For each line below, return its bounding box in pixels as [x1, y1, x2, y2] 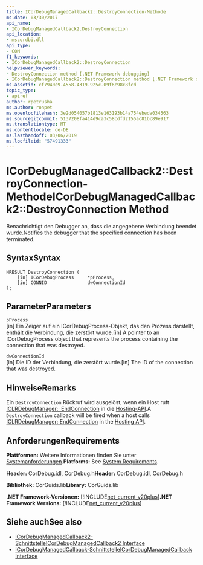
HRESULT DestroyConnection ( [6, 269, 80, 275]
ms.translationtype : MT [6, 121, 66, 128]
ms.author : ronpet [6, 104, 53, 111]
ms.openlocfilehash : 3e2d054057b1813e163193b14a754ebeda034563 [6, 110, 169, 116]
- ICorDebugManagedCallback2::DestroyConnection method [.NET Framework [6, 76, 193, 82]
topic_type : [6, 88, 36, 94]
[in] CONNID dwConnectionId [17, 279, 126, 286]
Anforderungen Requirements [6, 436, 120, 446]
